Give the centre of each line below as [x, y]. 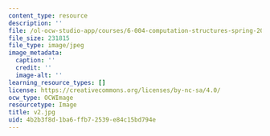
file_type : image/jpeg [46, 46]
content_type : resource [48, 16]
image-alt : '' [39, 75]
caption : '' [36, 61]
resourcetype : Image [43, 105]
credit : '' [34, 68]
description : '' [35, 23]
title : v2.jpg [32, 113]
